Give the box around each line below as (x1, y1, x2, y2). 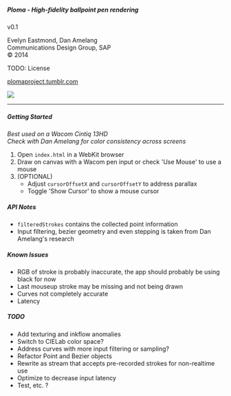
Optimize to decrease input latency (16, 373, 117, 382)
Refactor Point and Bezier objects (16, 351, 112, 360)
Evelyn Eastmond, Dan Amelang (7, 36, 98, 44)
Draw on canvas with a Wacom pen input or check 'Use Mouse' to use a (16, 157, 222, 166)
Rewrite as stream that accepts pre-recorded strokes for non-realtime (16, 359, 215, 367)
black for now (16, 275, 56, 283)
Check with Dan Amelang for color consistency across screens (7, 137, 186, 145)
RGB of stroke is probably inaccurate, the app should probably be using (16, 267, 220, 276)
